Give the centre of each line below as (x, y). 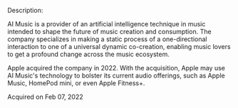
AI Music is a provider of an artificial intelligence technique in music (107, 24)
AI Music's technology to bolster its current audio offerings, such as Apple (117, 75)
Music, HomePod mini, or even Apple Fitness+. (76, 83)
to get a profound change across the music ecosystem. (88, 54)
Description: (25, 10)
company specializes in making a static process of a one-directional (107, 39)
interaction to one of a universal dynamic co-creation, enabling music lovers (119, 47)
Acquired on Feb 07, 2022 (45, 97)
